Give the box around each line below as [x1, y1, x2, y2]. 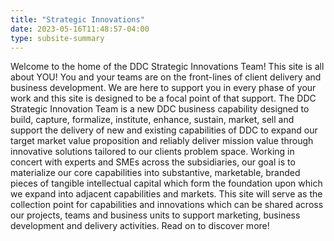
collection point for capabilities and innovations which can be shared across [10, 199, 324, 211]
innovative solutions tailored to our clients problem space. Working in [10, 146, 295, 158]
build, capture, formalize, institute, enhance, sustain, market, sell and [10, 114, 295, 126]
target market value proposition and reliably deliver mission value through [10, 135, 314, 147]
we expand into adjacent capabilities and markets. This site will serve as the [10, 188, 323, 200]
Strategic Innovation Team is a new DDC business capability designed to [10, 103, 310, 115]
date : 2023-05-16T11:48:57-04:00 [10, 24, 150, 34]
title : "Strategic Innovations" [10, 14, 145, 25]
